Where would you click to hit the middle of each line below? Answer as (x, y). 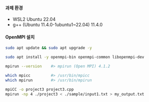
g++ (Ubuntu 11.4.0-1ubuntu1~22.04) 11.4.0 (57, 25)
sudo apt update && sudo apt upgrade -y (49, 48)
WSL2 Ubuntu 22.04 (34, 19)
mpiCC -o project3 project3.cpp (39, 89)
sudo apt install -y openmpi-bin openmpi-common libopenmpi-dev (75, 57)
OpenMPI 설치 (20, 37)
